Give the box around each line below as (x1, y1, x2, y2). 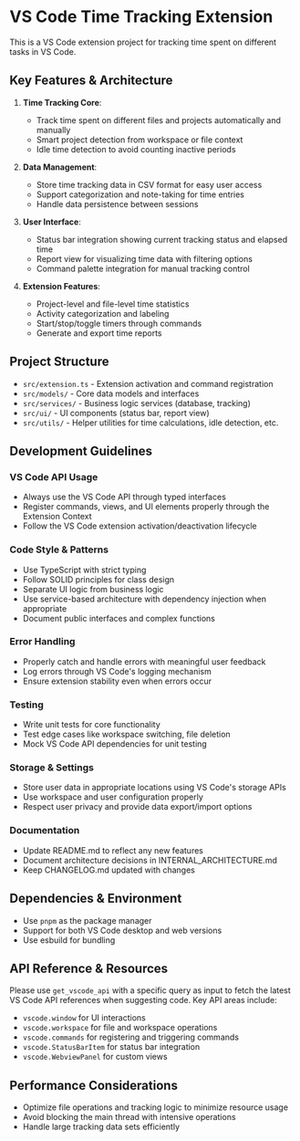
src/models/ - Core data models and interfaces (22, 388, 200, 399)
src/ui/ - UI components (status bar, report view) (22, 407, 210, 418)
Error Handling (9, 635, 76, 648)
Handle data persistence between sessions (36, 198, 199, 209)
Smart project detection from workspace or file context (36, 134, 243, 145)
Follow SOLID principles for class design (22, 573, 175, 585)
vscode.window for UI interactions (22, 1012, 146, 1023)
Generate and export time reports (36, 327, 162, 339)
